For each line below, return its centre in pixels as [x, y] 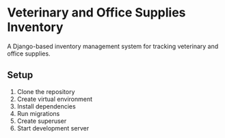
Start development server [53, 128]
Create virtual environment [55, 99]
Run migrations [38, 113]
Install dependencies [47, 106]
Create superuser [42, 121]
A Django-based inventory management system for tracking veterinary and [113, 46]
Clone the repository [46, 91]
